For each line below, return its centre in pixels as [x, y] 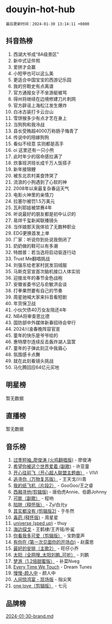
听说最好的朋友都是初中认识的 [44, 214]
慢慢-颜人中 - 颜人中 [34, 573]
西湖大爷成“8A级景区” [36, 54]
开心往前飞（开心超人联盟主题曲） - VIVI [55, 473]
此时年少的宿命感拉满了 [38, 156]
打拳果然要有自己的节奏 [38, 290]
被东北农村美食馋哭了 [35, 175]
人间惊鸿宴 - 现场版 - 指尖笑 [42, 580]
